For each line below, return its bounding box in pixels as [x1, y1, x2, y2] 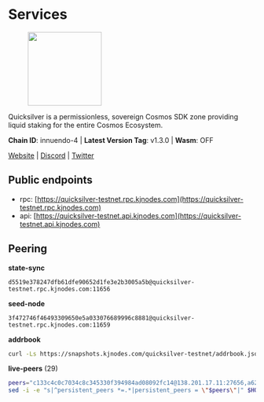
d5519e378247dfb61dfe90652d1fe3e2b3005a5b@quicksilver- [8, 278, 195, 286]
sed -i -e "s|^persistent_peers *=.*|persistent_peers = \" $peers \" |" [8, 386, 244, 394]
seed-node [8, 298, 46, 308]
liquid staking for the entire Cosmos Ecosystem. [8, 120, 163, 130]
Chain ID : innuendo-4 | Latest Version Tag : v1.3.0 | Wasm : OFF [8, 135, 214, 144]
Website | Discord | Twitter [8, 151, 94, 160]
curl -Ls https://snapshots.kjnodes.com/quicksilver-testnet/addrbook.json [8, 349, 262, 358]
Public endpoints [8, 174, 93, 187]
